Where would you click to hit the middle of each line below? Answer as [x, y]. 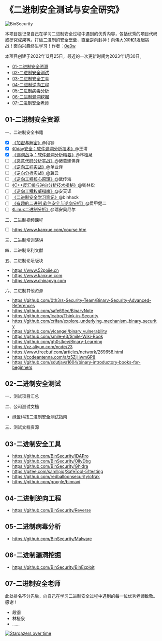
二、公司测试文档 [22, 407]
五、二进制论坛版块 [24, 261]
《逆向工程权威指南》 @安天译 [42, 191]
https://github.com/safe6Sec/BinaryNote [52, 311]
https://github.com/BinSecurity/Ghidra [50, 466]
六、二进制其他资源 [24, 290]
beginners [22, 367]
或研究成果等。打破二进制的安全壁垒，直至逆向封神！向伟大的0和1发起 [75, 40]
